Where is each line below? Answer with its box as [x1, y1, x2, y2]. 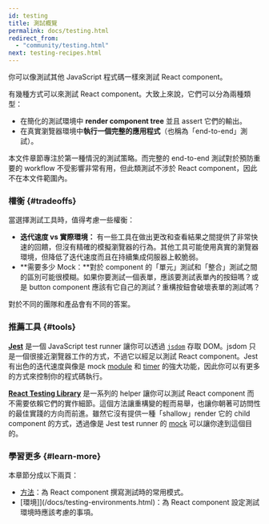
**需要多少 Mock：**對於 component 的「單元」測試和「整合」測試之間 [19, 262, 258, 272]
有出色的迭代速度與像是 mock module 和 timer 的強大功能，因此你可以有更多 [8, 361, 260, 371]
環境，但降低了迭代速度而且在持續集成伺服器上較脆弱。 [19, 252, 203, 262]
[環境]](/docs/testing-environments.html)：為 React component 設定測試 [19, 497, 260, 506]
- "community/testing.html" [15, 42, 110, 50]
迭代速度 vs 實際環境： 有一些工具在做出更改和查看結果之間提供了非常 [19, 232, 251, 242]
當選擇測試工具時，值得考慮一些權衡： [8, 215, 134, 225]
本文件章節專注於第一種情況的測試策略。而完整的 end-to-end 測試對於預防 [8, 153, 254, 163]
